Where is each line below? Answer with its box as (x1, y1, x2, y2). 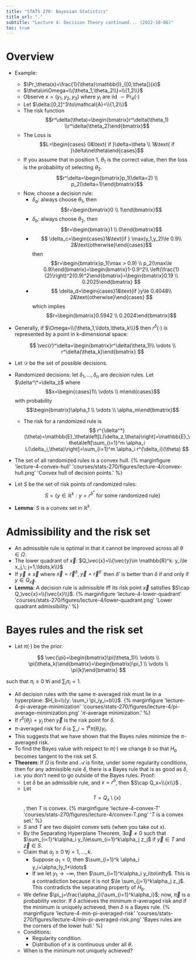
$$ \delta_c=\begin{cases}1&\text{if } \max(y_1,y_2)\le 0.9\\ (40, 235, 182, 242)
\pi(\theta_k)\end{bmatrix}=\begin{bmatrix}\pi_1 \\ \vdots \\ (28, 660, 169, 667)
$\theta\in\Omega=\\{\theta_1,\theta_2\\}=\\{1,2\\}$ (23, 87, 143, 94)
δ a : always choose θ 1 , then (32, 196, 97, 204)
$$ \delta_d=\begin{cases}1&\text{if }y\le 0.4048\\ (50, 287, 172, 294)
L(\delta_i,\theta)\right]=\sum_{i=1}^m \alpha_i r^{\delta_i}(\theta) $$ (25, 445, 189, 452)
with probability (14, 397, 53, 404)
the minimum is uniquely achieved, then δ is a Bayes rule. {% (23, 904, 170, 911)
